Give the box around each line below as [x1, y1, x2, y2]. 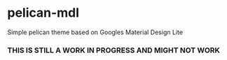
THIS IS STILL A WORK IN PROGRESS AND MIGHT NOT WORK [7, 45, 221, 55]
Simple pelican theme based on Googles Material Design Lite [7, 28, 184, 36]
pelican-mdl [7, 5, 79, 21]
